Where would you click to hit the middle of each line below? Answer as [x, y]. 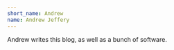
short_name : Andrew [35, 13]
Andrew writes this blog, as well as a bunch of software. [87, 39]
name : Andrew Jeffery [38, 20]
